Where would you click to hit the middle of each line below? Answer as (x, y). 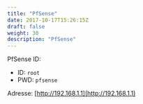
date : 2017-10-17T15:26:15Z (48, 20)
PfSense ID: (24, 59)
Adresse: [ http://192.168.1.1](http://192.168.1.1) (71, 94)
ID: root (29, 73)
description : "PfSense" (42, 40)
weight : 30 (23, 33)
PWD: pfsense (37, 80)
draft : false (26, 26)
